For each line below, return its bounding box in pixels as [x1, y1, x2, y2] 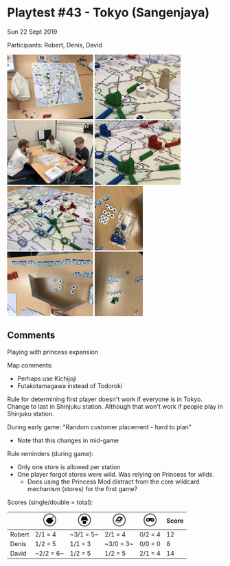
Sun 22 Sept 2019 [7, 27, 58, 36]
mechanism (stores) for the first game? [27, 484, 138, 493]
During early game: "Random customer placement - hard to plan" [7, 422, 192, 431]
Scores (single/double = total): [7, 498, 93, 506]
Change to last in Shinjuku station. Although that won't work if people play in [7, 402, 223, 410]
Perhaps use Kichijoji [16, 374, 77, 383]
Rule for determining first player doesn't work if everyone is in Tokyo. [7, 395, 203, 403]
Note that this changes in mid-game [16, 436, 119, 444]
